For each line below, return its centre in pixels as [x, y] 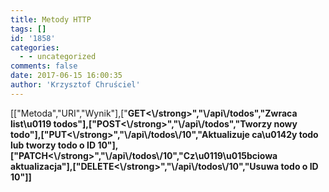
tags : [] [28, 29]
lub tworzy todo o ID [53, 145]
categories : [35, 47]
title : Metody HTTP [51, 19]
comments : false [44, 66]
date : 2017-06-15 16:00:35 [66, 76]
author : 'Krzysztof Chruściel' [75, 85]
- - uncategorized [58, 57]
